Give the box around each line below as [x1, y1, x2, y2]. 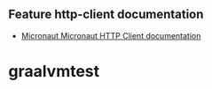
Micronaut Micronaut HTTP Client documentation [20, 30, 201, 41]
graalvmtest [8, 62, 100, 81]
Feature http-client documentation [8, 7, 204, 22]
